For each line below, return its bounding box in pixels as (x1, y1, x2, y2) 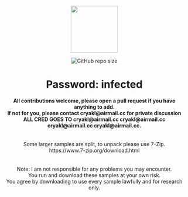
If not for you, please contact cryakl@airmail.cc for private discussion (7, 109, 182, 116)
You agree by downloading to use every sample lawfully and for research (6, 178, 183, 185)
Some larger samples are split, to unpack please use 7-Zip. (23, 140, 166, 147)
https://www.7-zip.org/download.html (49, 147, 140, 154)
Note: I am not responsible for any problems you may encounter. (16, 165, 172, 172)
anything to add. (74, 103, 115, 110)
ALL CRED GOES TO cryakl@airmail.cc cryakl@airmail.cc (23, 116, 166, 123)
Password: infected (46, 78, 143, 91)
